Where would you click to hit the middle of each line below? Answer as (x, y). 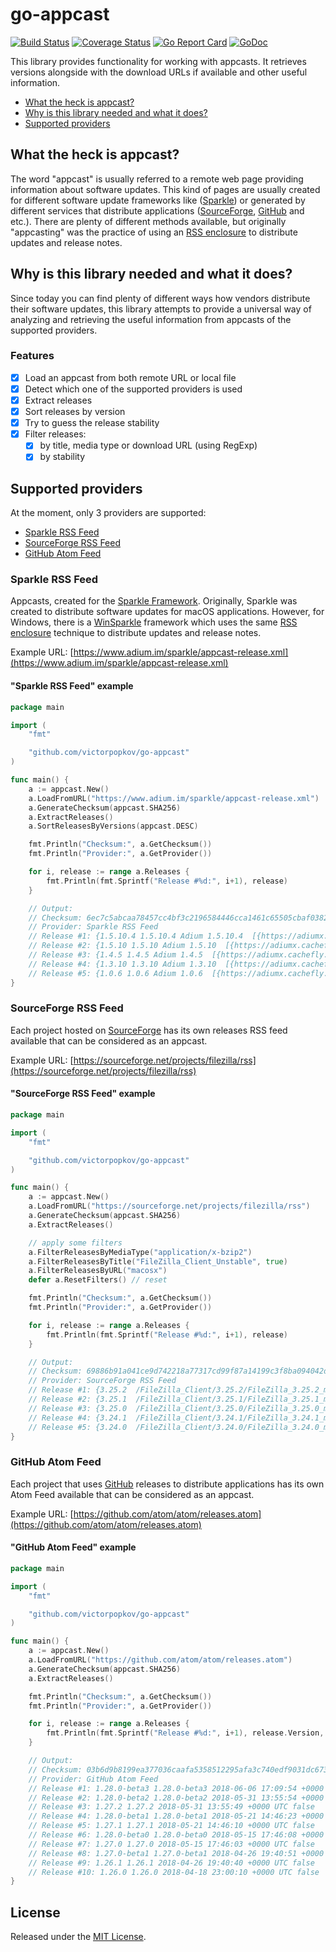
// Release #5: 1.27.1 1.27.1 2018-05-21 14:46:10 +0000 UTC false (171, 1826)
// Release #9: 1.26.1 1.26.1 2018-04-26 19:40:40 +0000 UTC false (171, 1863)
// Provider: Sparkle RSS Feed (93, 927)
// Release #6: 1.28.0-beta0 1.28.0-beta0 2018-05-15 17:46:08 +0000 (176, 1835)
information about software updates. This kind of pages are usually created (165, 189)
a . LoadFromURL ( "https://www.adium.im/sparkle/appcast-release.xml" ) (174, 798)
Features (32, 356)
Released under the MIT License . (78, 1937)
